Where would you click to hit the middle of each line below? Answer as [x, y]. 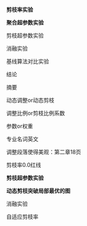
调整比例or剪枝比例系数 [36, 113]
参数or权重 [20, 126]
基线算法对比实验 [28, 61]
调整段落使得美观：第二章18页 [44, 152]
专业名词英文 [22, 139]
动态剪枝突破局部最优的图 [38, 191]
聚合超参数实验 [25, 23]
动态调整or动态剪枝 [30, 100]
